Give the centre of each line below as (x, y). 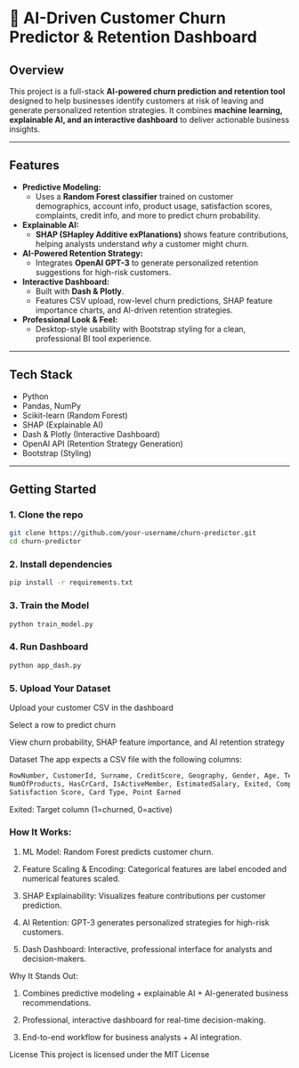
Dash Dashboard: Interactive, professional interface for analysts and (147, 949)
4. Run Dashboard (49, 647)
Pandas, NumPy (52, 405)
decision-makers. (54, 958)
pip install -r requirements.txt (71, 583)
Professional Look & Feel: (70, 319)
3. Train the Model (49, 606)
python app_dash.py (45, 665)
